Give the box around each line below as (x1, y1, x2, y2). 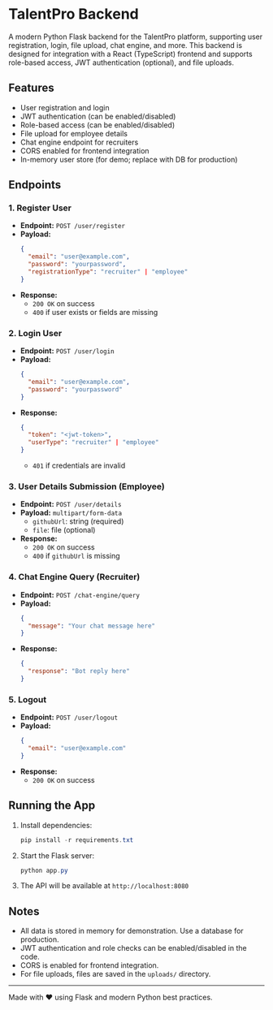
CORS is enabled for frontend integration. (19, 960, 159, 970)
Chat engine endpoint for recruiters (19, 137, 139, 147)
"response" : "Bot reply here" (28, 667, 130, 675)
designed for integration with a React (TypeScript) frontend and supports (8, 49, 253, 58)
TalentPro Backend (8, 5, 140, 24)
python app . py (19, 866, 68, 874)
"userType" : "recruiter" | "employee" (28, 438, 159, 447)
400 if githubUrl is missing (32, 551, 120, 561)
